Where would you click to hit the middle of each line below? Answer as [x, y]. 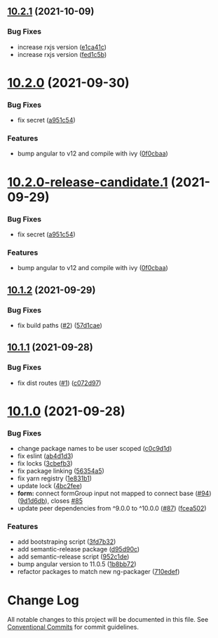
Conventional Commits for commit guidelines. [73, 627]
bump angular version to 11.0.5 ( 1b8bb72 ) [77, 564]
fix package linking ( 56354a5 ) [61, 471]
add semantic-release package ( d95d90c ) [79, 549]
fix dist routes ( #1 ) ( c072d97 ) [59, 383]
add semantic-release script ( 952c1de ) [73, 557]
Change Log [43, 600]
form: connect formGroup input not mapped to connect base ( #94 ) [114, 493]
